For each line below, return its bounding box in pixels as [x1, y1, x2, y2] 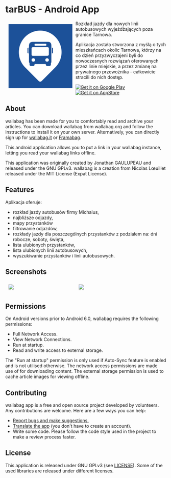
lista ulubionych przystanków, [12, 242, 76, 248]
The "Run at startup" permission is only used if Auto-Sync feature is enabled [5, 357, 166, 364]
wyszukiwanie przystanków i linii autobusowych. [12, 252, 115, 258]
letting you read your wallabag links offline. [5, 150, 96, 156]
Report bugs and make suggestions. [12, 417, 89, 424]
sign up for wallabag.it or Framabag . [5, 134, 82, 141]
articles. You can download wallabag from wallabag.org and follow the [5, 123, 153, 129]
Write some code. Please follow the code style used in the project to [12, 428, 157, 434]
